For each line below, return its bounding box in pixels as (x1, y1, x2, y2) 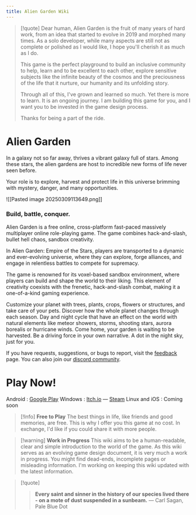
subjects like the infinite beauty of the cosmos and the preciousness (20, 73, 185, 80)
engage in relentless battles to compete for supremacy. (6, 260, 139, 267)
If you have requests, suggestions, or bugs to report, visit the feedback (6, 349, 177, 357)
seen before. (6, 167, 37, 174)
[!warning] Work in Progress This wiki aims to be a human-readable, (20, 437, 186, 444)
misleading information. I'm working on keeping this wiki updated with (20, 461, 189, 468)
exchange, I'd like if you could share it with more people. (20, 425, 157, 433)
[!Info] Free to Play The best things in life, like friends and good (20, 413, 173, 420)
